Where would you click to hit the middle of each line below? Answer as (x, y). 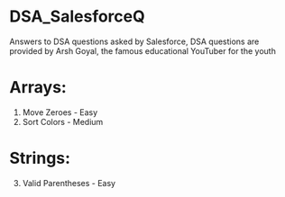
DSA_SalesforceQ (78, 17)
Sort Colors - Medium (63, 121)
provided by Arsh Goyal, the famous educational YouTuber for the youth (143, 50)
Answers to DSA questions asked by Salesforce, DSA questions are (134, 41)
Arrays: (38, 88)
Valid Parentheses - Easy (69, 183)
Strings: (40, 158)
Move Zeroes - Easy (60, 112)
